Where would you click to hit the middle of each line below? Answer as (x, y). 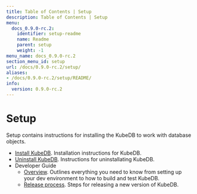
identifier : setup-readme (49, 34)
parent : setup (34, 45)
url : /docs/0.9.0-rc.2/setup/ (44, 67)
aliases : (17, 73)
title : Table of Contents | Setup (49, 12)
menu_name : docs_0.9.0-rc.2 (41, 56)
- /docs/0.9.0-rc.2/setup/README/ (49, 78)
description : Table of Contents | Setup (57, 17)
